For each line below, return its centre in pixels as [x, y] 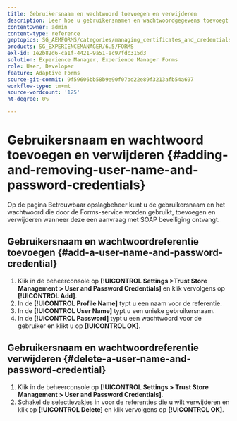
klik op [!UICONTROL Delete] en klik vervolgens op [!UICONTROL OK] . [121, 409]
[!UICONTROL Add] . [47, 295]
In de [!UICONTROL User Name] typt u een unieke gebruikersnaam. [116, 310]
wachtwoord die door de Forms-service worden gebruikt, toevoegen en [111, 212]
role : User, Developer [41, 66]
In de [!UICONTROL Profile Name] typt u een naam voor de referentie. [120, 303]
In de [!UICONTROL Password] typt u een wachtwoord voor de [110, 318]
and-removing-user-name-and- [103, 170]
